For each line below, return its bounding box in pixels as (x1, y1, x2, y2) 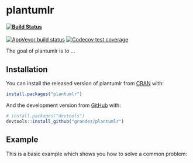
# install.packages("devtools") (6, 113, 85, 119)
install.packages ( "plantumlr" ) (6, 91, 82, 97)
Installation (6, 64, 48, 74)
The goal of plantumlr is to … (6, 47, 75, 54)
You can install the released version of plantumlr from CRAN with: (6, 80, 164, 87)
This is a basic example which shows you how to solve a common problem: (6, 150, 187, 157)
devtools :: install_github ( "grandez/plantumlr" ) (6, 118, 125, 124)
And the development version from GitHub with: (6, 102, 121, 109)
